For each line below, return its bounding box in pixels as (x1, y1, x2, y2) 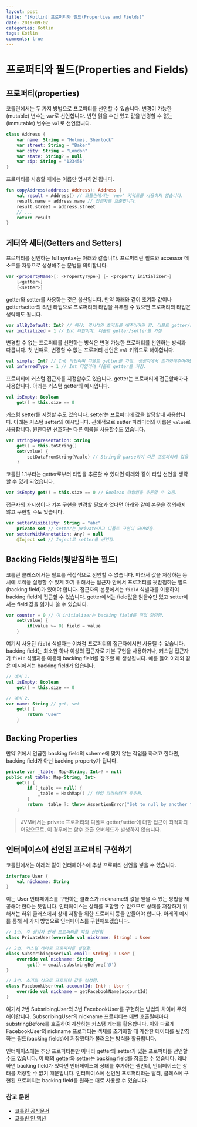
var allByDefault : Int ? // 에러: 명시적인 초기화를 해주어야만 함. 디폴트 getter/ (6, 322, 191, 328)
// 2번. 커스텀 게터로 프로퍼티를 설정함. (6, 945, 93, 951)
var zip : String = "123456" (16, 159, 85, 165)
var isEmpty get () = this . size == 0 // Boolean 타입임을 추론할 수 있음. (6, 490, 178, 496)
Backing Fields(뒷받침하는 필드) (6, 554, 118, 564)
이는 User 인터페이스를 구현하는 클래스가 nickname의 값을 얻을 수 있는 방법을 (6, 895, 184, 902)
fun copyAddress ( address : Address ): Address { (6, 188, 122, 193)
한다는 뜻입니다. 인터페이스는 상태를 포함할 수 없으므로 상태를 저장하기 (21, 903, 182, 910)
